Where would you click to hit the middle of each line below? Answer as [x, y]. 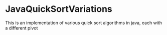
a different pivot [22, 28]
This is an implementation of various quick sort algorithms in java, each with [83, 23]
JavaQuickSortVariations [59, 9]
